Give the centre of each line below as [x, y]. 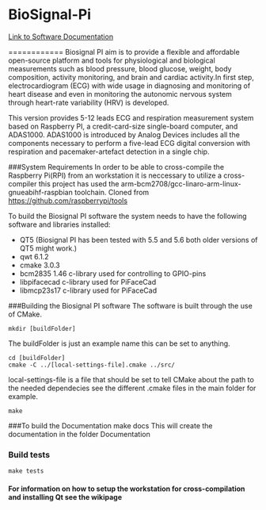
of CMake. [25, 314]
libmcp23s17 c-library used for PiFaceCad [88, 290]
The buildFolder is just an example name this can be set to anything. [120, 343]
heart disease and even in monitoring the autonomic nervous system [120, 94]
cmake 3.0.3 [40, 265]
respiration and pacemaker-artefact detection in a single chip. [109, 151]
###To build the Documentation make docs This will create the [110, 425]
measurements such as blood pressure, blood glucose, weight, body [120, 68]
